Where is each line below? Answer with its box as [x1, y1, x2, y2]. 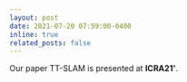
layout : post [9, 13, 59, 23]
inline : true [9, 30, 59, 39]
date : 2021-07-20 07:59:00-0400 [9, 22, 132, 31]
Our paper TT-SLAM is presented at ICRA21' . [9, 63, 179, 74]
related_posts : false [9, 38, 92, 48]
